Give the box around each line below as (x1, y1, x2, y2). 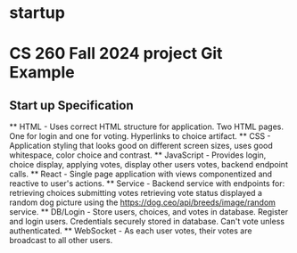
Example (9, 62, 75, 83)
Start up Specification (9, 97, 134, 113)
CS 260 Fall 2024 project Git (9, 44, 223, 64)
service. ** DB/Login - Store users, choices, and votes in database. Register (9, 207, 288, 217)
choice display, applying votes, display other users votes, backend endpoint (9, 159, 288, 170)
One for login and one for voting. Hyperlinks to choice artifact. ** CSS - (9, 131, 271, 142)
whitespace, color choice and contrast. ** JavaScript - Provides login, (9, 150, 267, 160)
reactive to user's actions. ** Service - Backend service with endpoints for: (9, 178, 285, 189)
